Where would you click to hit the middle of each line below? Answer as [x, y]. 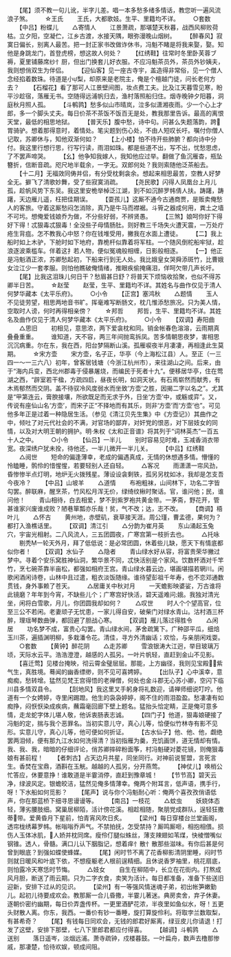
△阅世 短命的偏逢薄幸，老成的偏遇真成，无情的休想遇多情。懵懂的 [119, 457]
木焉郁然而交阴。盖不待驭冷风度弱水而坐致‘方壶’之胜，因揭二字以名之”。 [109, 388]
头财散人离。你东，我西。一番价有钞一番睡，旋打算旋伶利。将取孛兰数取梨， [115, 912]
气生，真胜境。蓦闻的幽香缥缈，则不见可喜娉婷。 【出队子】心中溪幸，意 [115, 672]
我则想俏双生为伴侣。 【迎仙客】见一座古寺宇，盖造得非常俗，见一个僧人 [115, 70]
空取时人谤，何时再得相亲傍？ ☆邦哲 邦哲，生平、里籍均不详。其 [111, 311]
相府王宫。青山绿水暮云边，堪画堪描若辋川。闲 [157, 569]
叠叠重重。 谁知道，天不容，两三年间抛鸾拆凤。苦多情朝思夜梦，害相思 [113, 337]
